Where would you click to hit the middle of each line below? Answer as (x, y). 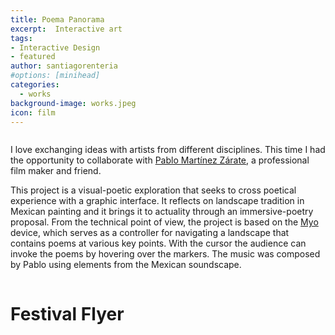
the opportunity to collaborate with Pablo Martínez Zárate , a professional (160, 160)
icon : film (33, 112)
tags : (21, 38)
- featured (33, 57)
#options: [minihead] (55, 76)
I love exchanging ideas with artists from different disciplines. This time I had (168, 150)
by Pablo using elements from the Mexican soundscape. (126, 265)
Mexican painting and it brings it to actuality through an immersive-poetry (162, 212)
